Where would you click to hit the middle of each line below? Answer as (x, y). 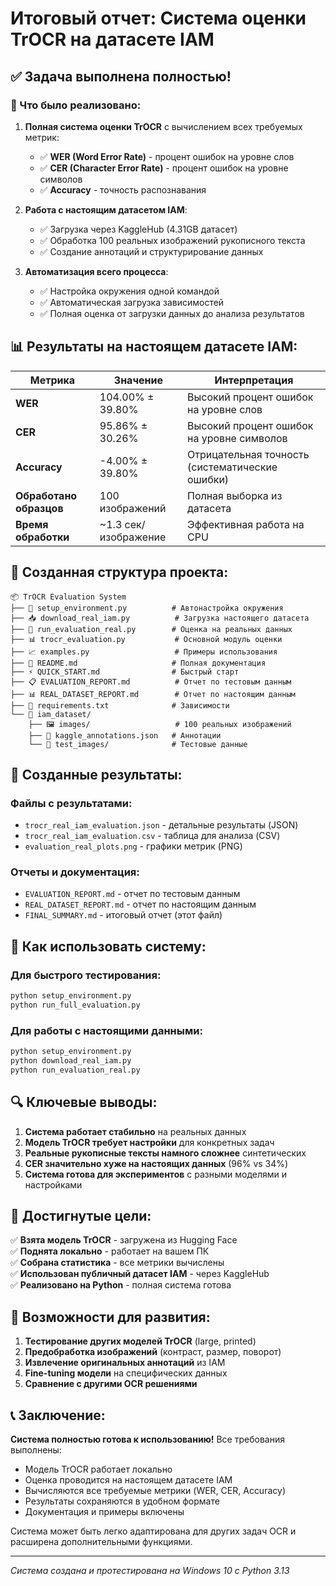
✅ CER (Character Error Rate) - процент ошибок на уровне (164, 168)
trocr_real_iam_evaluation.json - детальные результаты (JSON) (161, 825)
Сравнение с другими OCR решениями (111, 1384)
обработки (42, 537)
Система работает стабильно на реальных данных (135, 1131)
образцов (39, 508)
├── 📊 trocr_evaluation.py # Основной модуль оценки (146, 639)
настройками (53, 1184)
